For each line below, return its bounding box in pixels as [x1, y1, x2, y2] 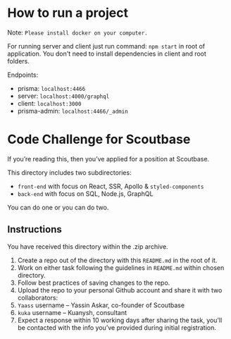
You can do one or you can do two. [7, 203, 109, 211]
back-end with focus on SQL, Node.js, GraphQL [17, 189, 154, 198]
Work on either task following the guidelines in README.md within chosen [17, 263, 225, 272]
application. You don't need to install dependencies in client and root [7, 49, 206, 58]
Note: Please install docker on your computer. [7, 28, 148, 37]
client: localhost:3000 [17, 99, 82, 107]
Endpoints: [7, 70, 39, 79]
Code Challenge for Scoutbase [7, 132, 191, 147]
